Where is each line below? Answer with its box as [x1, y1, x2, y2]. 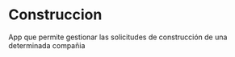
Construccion [8, 6, 103, 24]
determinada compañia [8, 40, 86, 50]
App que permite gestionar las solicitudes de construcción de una [8, 32, 228, 42]
